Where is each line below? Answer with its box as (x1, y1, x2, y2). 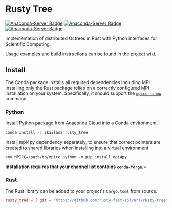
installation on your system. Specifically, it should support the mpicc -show (5, 90, 162, 96)
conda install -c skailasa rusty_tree (5, 130, 88, 135)
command (5, 95, 27, 101)
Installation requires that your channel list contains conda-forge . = (5, 163, 147, 170)
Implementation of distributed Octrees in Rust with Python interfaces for (5, 35, 157, 41)
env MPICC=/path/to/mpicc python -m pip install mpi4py (5, 154, 127, 159)
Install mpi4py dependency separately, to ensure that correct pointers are (5, 139, 161, 145)
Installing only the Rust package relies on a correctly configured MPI (5, 85, 149, 91)
